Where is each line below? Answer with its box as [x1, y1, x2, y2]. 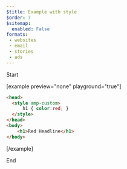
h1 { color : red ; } [22, 106, 69, 112]
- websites [8, 37, 36, 43]
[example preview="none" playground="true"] [6, 83, 122, 90]
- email [8, 43, 28, 49]
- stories [8, 49, 34, 55]
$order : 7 [6, 15, 31, 21]
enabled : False [11, 26, 50, 32]
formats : [6, 32, 28, 38]
